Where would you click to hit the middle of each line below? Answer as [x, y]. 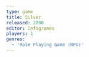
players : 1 [20, 34]
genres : [16, 39]
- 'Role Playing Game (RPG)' [48, 45]
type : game [20, 12]
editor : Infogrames [30, 28]
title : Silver [24, 17]
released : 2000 [25, 23]
